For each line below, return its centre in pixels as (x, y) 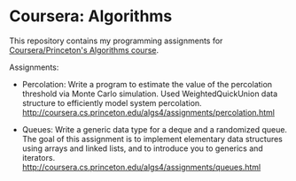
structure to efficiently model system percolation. (112, 102)
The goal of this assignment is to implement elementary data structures (152, 139)
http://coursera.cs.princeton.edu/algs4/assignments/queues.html (141, 167)
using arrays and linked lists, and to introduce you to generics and (142, 148)
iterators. (39, 157)
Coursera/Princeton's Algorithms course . (84, 49)
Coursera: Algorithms (91, 16)
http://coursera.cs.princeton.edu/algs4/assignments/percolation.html (148, 112)
